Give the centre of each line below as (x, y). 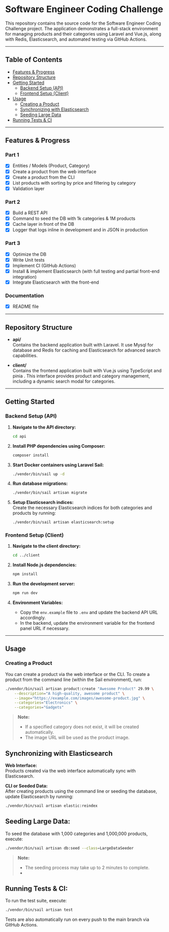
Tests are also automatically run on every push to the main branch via (77, 919)
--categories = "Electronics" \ (46, 703)
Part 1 (12, 155)
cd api (19, 436)
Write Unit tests (28, 260)
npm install (25, 574)
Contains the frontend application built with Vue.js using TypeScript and (87, 371)
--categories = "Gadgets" (39, 708)
